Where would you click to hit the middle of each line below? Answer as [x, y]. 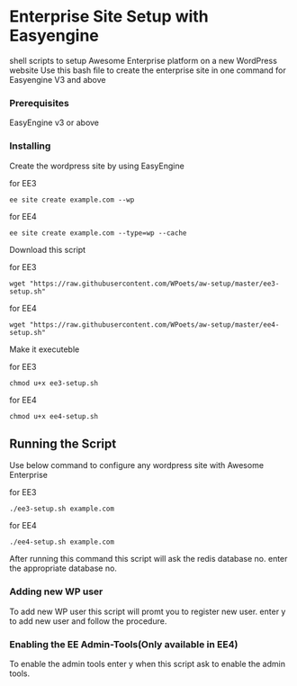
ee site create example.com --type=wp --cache [98, 233]
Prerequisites [39, 103]
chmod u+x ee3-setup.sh [54, 383]
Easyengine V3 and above [58, 79]
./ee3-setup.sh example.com [62, 509]
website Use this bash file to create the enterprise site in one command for [148, 70]
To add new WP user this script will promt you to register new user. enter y [148, 611]
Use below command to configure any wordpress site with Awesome [136, 465]
